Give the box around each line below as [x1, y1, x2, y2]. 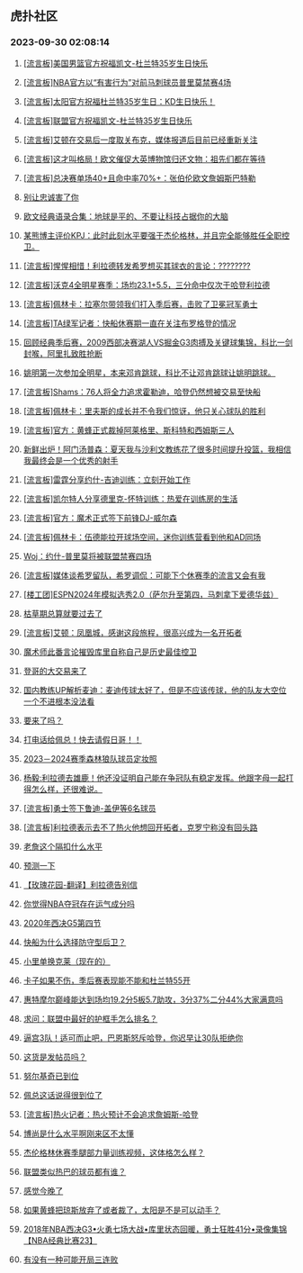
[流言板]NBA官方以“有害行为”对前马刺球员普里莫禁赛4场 [22, 77, 232, 87]
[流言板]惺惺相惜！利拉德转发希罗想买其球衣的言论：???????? [22, 260, 251, 271]
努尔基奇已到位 [22, 1070, 79, 1081]
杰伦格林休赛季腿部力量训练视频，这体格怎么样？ [22, 1147, 205, 1158]
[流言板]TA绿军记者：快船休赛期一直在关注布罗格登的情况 [22, 318, 236, 329]
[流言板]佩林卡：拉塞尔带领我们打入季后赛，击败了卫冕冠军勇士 [22, 298, 259, 309]
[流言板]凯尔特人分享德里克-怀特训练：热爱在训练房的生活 [22, 493, 238, 504]
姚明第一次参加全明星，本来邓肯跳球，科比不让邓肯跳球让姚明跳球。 [22, 367, 276, 378]
